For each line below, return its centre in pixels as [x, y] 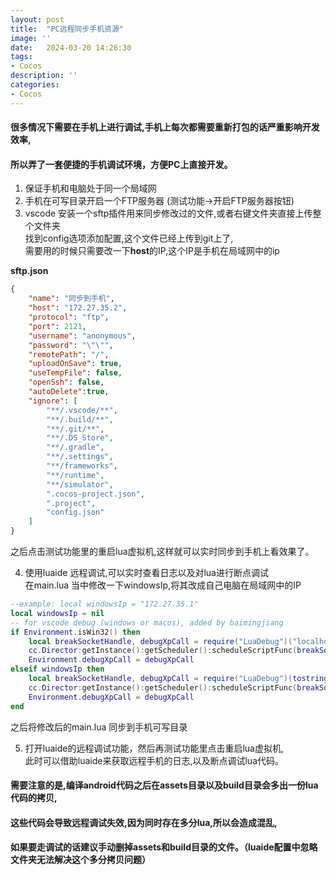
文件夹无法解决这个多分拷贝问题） [80, 860]
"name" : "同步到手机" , [71, 299]
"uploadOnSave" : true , [75, 364]
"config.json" [75, 512]
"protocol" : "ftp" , [69, 317]
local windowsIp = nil [57, 613]
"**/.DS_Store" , [80, 438]
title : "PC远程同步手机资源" [67, 29]
